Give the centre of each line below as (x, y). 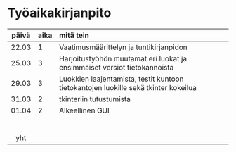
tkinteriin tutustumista (95, 99)
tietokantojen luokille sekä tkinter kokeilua (128, 87)
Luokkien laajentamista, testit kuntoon (122, 79)
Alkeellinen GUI (85, 110)
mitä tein (74, 35)
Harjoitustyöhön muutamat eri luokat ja (123, 58)
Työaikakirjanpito (59, 13)
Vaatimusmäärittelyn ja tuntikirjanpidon (123, 47)
